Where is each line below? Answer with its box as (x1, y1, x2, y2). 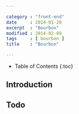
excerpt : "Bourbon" (6, 25, 60, 31)
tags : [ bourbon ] (6, 36, 65, 42)
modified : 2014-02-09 (6, 30, 62, 36)
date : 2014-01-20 (6, 19, 62, 25)
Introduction (6, 80, 53, 90)
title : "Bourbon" (6, 41, 60, 47)
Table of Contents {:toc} (14, 63, 74, 70)
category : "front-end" (6, 14, 65, 19)
